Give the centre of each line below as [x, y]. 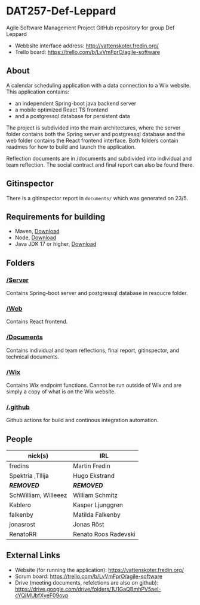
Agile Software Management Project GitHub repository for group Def [90, 28]
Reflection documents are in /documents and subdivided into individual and [99, 158]
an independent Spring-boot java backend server [75, 103]
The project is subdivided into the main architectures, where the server [93, 128]
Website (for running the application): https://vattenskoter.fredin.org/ [99, 570]
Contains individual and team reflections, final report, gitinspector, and [93, 350]
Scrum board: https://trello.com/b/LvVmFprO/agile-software [89, 576]
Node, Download [36, 237]
